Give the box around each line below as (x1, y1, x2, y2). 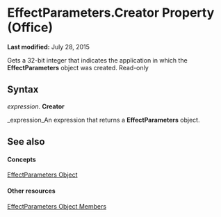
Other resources (7, 186, 56, 195)
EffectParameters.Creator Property (7, 5, 215, 21)
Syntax (7, 83, 39, 95)
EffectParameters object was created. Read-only (7, 63, 149, 72)
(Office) (7, 19, 54, 35)
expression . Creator (7, 102, 65, 111)
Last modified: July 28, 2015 (7, 42, 90, 51)
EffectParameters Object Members (7, 202, 106, 210)
